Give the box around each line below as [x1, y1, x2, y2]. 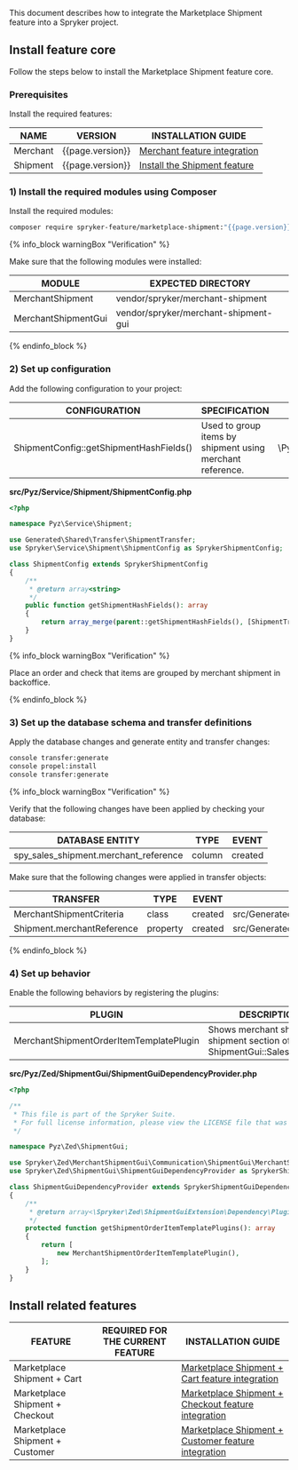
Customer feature [181, 1434, 255, 1447]
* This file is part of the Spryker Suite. [12, 1109, 176, 1118]
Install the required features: [9, 108, 113, 119]
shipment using [200, 441, 266, 454]
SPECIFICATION [200, 404, 270, 417]
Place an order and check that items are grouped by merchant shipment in [9, 667, 281, 678]
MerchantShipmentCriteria [13, 908, 124, 920]
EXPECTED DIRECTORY [149, 277, 251, 290]
